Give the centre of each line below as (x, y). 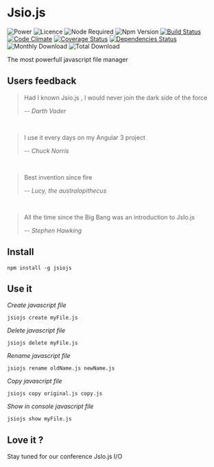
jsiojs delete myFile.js (43, 343)
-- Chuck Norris (46, 151)
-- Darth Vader (45, 110)
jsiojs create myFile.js (43, 318)
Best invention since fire (58, 177)
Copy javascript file (35, 381)
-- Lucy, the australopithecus (65, 191)
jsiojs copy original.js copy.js (55, 394)
